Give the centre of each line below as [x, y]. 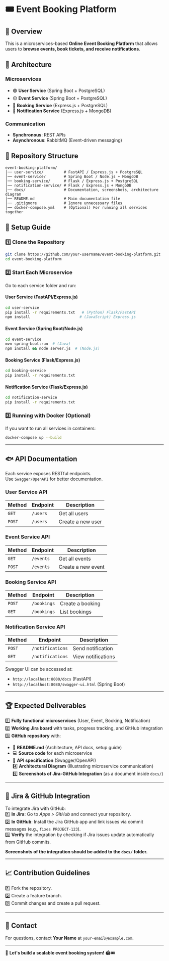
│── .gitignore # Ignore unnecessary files [64, 203]
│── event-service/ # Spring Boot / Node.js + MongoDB [72, 176]
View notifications [94, 657]
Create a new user [80, 522]
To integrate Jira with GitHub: [36, 808]
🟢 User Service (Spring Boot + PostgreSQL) [59, 90]
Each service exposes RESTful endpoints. [48, 474]
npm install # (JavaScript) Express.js [71, 317]
